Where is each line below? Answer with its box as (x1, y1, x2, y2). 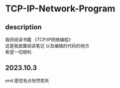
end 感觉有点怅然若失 (5, 78, 49, 84)
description (5, 23, 42, 31)
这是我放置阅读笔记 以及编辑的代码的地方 (5, 43, 90, 49)
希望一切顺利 (5, 49, 31, 55)
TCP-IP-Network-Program (5, 3, 116, 14)
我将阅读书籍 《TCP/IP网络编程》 (5, 37, 73, 42)
